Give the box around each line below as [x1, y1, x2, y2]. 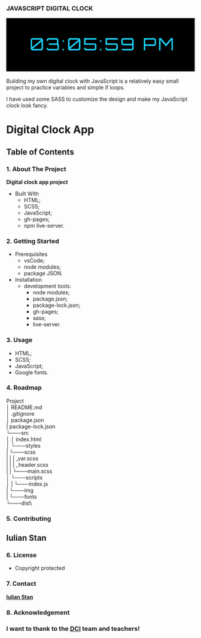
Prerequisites [14, 251, 48, 258]
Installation [14, 276, 42, 284]
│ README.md [6, 404, 42, 411]
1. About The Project [6, 165, 66, 173]
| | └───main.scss [6, 467, 53, 475]
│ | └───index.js [6, 480, 48, 487]
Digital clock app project [6, 178, 68, 186]
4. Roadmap [6, 383, 42, 392]
